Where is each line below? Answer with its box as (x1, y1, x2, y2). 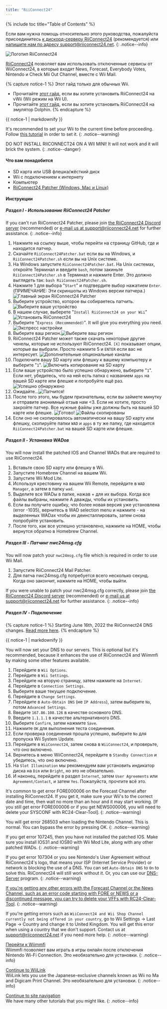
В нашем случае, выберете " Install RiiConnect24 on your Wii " (12, 309, 148, 315)
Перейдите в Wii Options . (12, 667, 68, 673)
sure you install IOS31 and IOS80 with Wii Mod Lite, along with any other (5, 839, 154, 845)
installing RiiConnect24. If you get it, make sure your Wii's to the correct (5, 793, 153, 799)
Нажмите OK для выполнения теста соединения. (12, 726, 115, 732)
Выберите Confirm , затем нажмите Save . (12, 720, 97, 726)
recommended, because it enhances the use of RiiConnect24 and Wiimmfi (5, 652, 159, 658)
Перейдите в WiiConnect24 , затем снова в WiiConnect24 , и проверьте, (12, 742, 159, 748)
